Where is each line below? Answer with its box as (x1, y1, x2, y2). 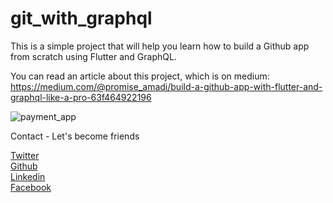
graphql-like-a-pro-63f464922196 (10, 91, 152, 103)
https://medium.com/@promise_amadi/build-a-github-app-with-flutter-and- (10, 80, 323, 92)
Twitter (10, 149, 40, 161)
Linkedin (10, 170, 46, 182)
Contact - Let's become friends (10, 130, 140, 142)
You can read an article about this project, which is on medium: (10, 70, 270, 82)
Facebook (10, 181, 52, 193)
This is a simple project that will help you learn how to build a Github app (10, 40, 310, 52)
